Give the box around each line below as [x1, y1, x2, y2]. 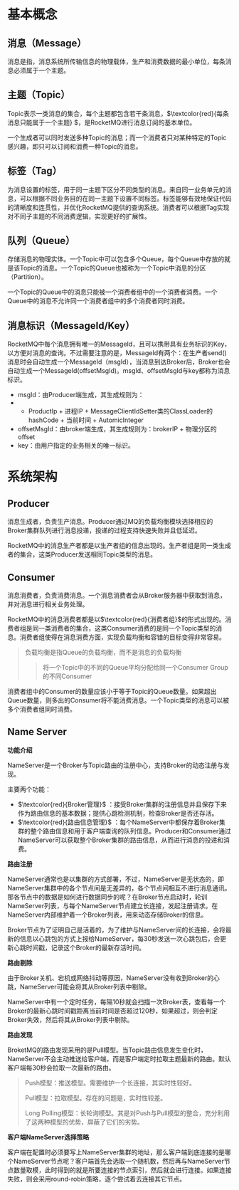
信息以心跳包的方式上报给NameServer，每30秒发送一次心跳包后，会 [19, 934, 221, 943]
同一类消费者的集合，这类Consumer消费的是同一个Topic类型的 [31, 624, 216, 633]
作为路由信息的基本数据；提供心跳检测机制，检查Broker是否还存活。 [17, 809, 218, 817]
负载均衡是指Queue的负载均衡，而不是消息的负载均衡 [24, 648, 182, 657]
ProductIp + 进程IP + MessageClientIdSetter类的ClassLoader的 [28, 407, 213, 416]
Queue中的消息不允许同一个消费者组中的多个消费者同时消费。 [7, 297, 189, 305]
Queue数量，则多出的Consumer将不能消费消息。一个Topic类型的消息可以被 [7, 696, 230, 705]
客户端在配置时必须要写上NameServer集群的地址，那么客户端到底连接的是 [7, 1147, 225, 1157]
